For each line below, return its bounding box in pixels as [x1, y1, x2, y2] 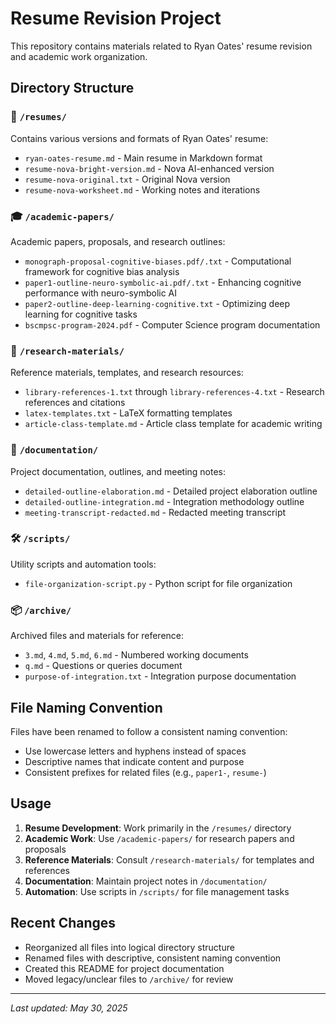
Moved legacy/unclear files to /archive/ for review [24, 973, 234, 985]
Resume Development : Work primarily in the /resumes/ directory [24, 822, 292, 834]
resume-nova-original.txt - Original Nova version [24, 173, 231, 185]
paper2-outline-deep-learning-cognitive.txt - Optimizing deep [24, 297, 291, 309]
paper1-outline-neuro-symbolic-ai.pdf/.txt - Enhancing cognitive [24, 276, 302, 288]
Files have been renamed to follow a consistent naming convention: [10, 725, 288, 737]
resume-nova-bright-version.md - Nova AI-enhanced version [24, 162, 275, 174]
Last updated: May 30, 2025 [10, 1002, 128, 1014]
